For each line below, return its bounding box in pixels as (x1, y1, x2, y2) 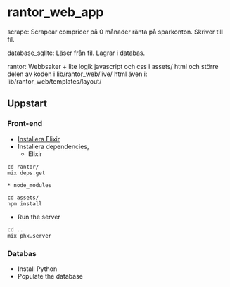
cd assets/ (7, 194, 39, 201)
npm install (7, 200, 42, 208)
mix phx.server (7, 232, 52, 239)
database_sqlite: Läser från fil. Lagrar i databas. (7, 49, 146, 57)
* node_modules (7, 181, 52, 189)
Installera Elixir (17, 134, 60, 143)
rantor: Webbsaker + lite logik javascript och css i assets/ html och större (7, 62, 219, 70)
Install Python (17, 264, 58, 273)
